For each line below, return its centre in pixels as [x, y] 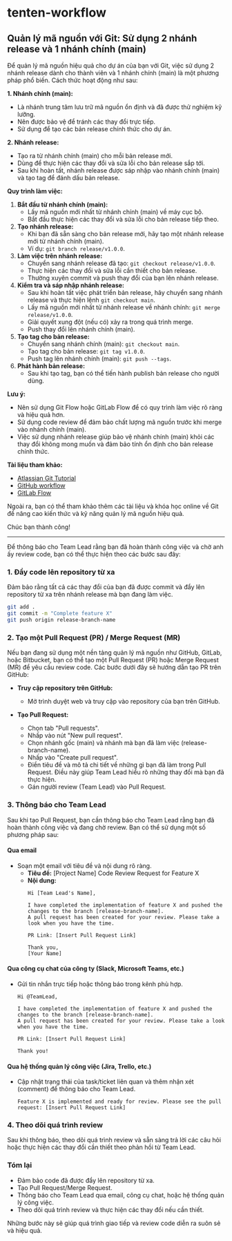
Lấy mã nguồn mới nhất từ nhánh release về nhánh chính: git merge [124, 307]
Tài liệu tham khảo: [35, 465]
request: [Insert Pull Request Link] [71, 1108]
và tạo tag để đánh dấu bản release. [68, 178]
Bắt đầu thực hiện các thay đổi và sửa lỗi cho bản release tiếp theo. [123, 219]
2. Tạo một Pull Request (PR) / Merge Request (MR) [94, 637]
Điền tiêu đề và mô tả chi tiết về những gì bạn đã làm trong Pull [117, 765]
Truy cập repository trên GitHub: [65, 688]
